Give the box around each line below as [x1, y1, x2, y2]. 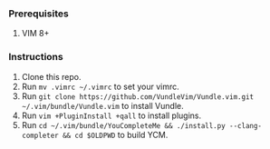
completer [21, 131, 60, 140]
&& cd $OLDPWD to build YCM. [62, 129, 169, 140]
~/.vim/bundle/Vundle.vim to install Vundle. [21, 100, 184, 111]
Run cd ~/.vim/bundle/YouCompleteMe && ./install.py [21, 119, 226, 130]
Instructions [8, 51, 64, 64]
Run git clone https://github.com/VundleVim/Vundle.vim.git [21, 90, 255, 102]
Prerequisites [8, 7, 69, 20]
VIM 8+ [21, 28, 50, 39]
